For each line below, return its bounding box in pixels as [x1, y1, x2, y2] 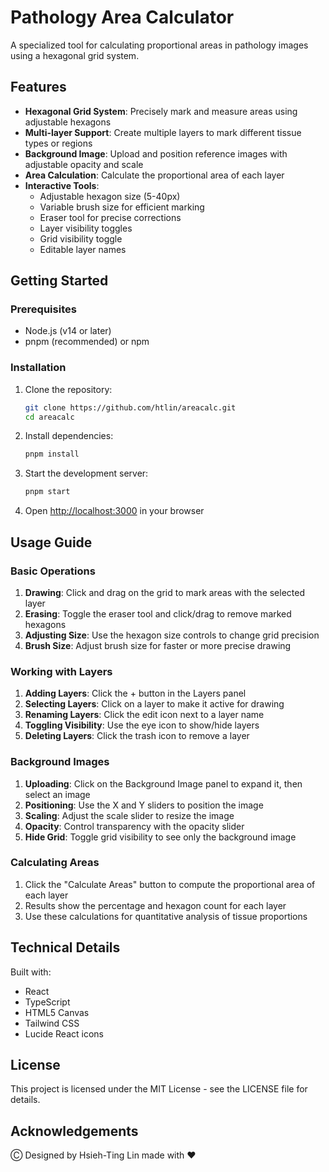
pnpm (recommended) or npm [24, 336, 150, 348]
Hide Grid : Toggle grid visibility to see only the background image [24, 831, 297, 843]
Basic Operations [10, 564, 96, 578]
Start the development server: [24, 467, 149, 480]
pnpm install [24, 449, 80, 460]
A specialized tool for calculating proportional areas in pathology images [10, 39, 309, 51]
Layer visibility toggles [39, 222, 133, 234]
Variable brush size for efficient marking [39, 201, 205, 213]
